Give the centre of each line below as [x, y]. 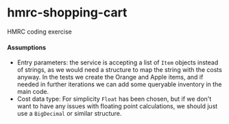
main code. [33, 92]
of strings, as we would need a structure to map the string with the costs [120, 70]
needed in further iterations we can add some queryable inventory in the [119, 84]
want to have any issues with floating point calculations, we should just [117, 106]
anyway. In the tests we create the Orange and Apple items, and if [110, 77]
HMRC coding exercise [39, 32]
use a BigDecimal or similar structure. [69, 114]
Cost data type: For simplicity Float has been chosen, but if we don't [114, 99]
